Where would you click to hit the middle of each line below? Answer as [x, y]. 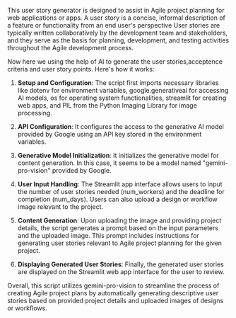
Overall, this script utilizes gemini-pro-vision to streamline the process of [113, 285]
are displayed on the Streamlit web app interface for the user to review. [121, 272]
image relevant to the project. [60, 207]
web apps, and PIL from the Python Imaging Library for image [107, 105]
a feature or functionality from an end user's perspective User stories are [114, 25]
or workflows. [27, 308]
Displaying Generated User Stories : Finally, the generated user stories [120, 264]
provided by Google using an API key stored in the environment [110, 134]
